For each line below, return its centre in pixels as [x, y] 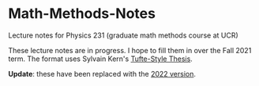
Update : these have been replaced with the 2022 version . [102, 73]
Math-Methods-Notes [82, 14]
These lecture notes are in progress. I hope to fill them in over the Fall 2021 [130, 50]
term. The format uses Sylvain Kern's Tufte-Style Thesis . [101, 59]
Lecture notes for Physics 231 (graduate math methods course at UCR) [123, 35]
